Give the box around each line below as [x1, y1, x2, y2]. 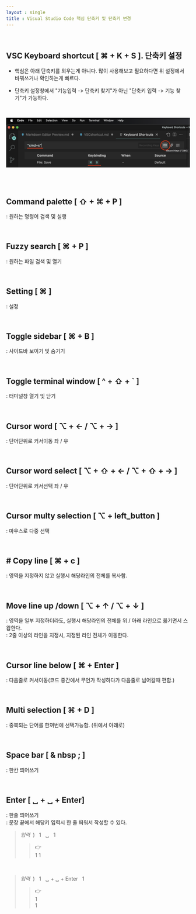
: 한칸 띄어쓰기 [6, 767, 39, 774]
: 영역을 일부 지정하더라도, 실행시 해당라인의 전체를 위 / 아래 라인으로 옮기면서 [6, 617, 182, 624]
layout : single [6, 9, 45, 15]
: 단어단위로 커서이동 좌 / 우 [6, 438, 69, 445]
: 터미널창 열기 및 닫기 [6, 393, 56, 400]
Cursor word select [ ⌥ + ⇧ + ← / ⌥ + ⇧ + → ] [6, 466, 178, 476]
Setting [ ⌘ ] [6, 287, 52, 297]
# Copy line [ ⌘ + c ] [6, 556, 80, 566]
